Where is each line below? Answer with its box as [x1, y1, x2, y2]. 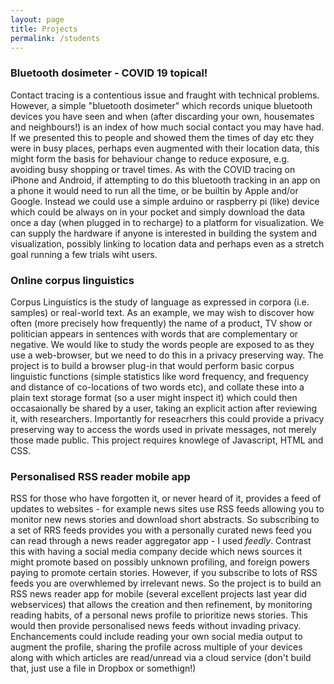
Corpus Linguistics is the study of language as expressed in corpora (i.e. [10, 296, 310, 308]
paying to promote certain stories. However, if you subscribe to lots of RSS [10, 567, 318, 579]
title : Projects [10, 24, 78, 34]
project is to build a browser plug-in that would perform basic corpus [10, 359, 295, 371]
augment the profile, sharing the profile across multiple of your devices [10, 641, 303, 653]
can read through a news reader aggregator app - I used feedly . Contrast [10, 535, 312, 547]
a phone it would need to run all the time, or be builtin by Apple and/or [10, 184, 299, 196]
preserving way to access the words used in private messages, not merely [10, 423, 317, 435]
